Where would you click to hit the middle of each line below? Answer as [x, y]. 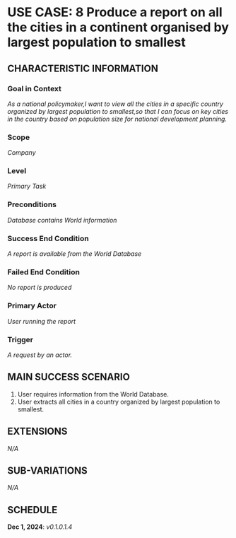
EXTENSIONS [37, 432]
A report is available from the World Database [75, 254]
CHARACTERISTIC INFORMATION [83, 68]
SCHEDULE [33, 510]
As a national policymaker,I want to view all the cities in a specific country [116, 104]
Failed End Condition [43, 271]
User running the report [42, 321]
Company [22, 153]
